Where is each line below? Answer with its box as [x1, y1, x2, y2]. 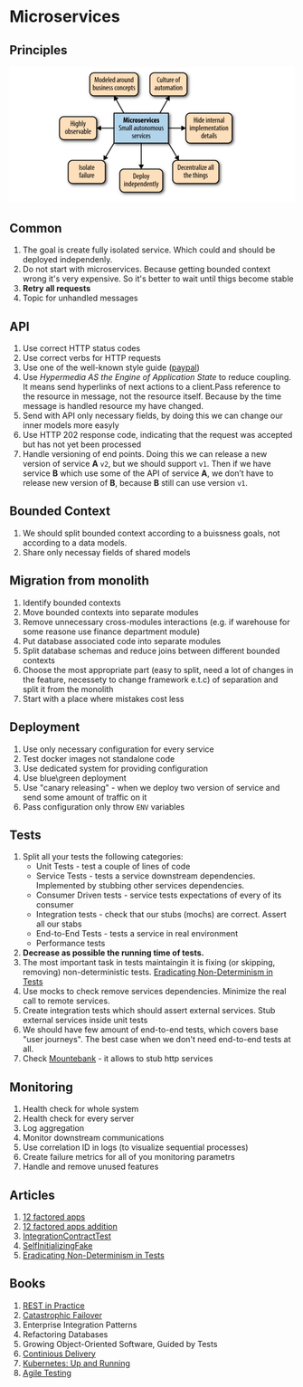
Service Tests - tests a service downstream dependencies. [35, 870, 256, 881]
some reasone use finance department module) [22, 626, 201, 637]
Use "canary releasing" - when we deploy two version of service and [22, 782, 280, 793]
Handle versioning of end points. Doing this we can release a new [22, 449, 268, 460]
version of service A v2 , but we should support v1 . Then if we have [22, 459, 271, 470]
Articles [9, 1187, 56, 1202]
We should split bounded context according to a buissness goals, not [22, 527, 280, 538]
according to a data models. [22, 537, 128, 548]
